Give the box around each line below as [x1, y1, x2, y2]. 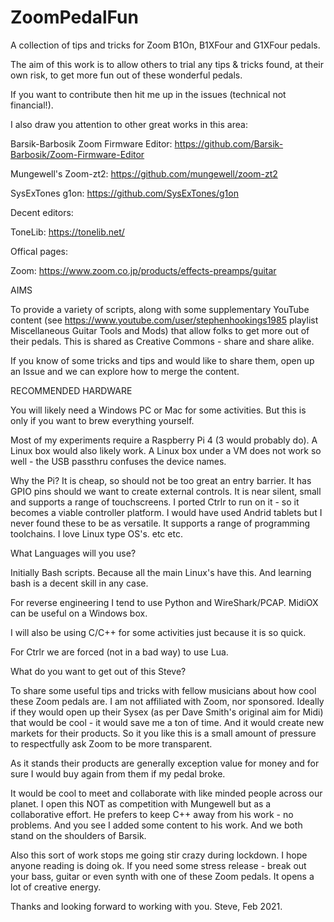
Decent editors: [10, 206, 74, 218]
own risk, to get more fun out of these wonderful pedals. [10, 69, 243, 81]
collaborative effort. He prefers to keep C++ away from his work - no [10, 808, 294, 820]
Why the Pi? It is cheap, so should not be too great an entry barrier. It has [10, 474, 312, 486]
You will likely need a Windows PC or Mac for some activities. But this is [10, 404, 307, 416]
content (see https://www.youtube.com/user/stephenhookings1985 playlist [10, 314, 319, 326]
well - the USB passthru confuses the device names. [10, 455, 227, 467]
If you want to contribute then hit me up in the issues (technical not [10, 88, 287, 100]
